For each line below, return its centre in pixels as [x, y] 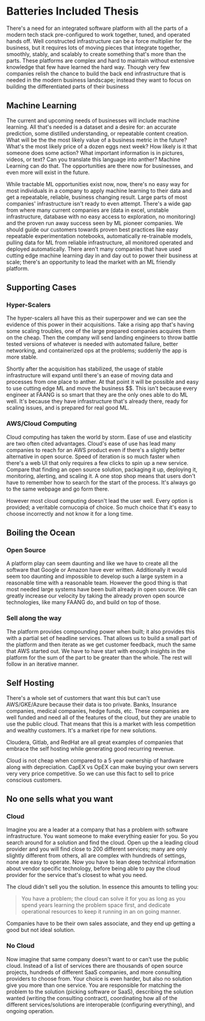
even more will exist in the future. [48, 172]
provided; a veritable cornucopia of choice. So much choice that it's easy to [102, 507]
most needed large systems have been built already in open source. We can [102, 590]
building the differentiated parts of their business [68, 86]
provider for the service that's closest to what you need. [77, 875]
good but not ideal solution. [41, 930]
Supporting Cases [41, 288]
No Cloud [20, 946]
